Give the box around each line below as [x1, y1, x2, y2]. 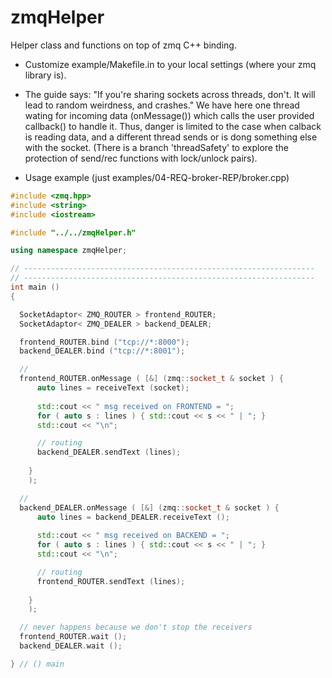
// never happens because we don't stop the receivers [19, 622, 253, 633]
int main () [10, 282, 60, 293]
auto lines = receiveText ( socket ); [36, 383, 190, 393]
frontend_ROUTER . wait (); [19, 632, 128, 642]
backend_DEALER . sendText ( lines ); [36, 447, 182, 458]
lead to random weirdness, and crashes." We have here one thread [24, 99, 300, 111]
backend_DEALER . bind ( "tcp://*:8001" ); [19, 346, 186, 356]
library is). [24, 69, 67, 81]
